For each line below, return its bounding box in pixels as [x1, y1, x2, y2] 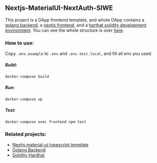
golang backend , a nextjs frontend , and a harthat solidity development [5, 22, 147, 28]
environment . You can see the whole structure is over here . [5, 27, 124, 33]
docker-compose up [5, 97, 43, 102]
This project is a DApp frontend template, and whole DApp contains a [5, 17, 145, 23]
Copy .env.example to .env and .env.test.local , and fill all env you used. [5, 51, 153, 57]
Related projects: [5, 131, 46, 138]
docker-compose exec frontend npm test [5, 119, 87, 124]
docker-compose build [5, 74, 49, 79]
